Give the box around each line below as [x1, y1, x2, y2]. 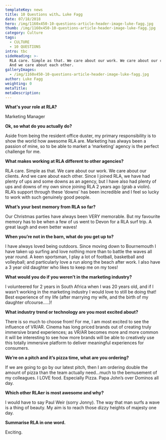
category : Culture [5, 30, 43, 35]
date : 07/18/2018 [5, 16, 41, 21]
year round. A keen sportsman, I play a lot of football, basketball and [5, 254, 144, 260]
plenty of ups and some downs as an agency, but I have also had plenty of [5, 178, 157, 184]
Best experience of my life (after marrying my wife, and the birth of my [5, 294, 149, 300]
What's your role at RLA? [5, 104, 57, 110]
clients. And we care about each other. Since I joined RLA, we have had [5, 173, 150, 179]
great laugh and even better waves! [5, 224, 78, 230]
